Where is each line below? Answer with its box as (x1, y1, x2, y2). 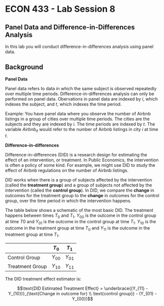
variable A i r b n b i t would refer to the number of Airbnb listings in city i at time (5, 126, 159, 133)
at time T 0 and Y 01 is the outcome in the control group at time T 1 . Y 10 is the (5, 219, 156, 226)
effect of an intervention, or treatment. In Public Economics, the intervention (5, 157, 159, 163)
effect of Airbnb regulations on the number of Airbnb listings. (5, 167, 129, 173)
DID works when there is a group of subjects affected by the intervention (5, 177, 152, 182)
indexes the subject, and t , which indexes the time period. (5, 101, 122, 107)
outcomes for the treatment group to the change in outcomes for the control (5, 192, 160, 198)
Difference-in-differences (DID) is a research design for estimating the (5, 152, 147, 157)
